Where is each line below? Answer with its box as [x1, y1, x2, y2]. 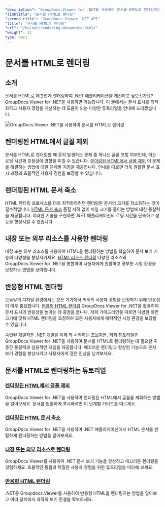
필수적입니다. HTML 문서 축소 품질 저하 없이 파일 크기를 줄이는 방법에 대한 [5, 206, 147, 212]
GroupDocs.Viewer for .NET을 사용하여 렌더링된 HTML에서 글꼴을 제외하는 [5, 394, 152, 400]
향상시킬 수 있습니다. [14, 218, 54, 225]
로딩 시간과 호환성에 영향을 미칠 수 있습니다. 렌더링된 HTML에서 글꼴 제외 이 [5, 157, 151, 163]
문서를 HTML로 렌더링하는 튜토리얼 [5, 366, 106, 375]
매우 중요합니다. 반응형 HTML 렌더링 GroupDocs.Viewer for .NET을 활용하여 [10, 303, 159, 309]
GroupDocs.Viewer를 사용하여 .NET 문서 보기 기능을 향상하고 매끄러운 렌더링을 [5, 458, 159, 464]
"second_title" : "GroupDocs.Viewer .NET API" [5, 16, 100, 21]
